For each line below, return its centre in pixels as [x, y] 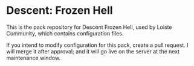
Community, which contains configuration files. [65, 33]
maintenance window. [34, 58]
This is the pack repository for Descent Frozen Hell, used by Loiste [89, 27]
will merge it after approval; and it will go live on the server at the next [93, 51]
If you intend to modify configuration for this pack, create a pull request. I [97, 45]
